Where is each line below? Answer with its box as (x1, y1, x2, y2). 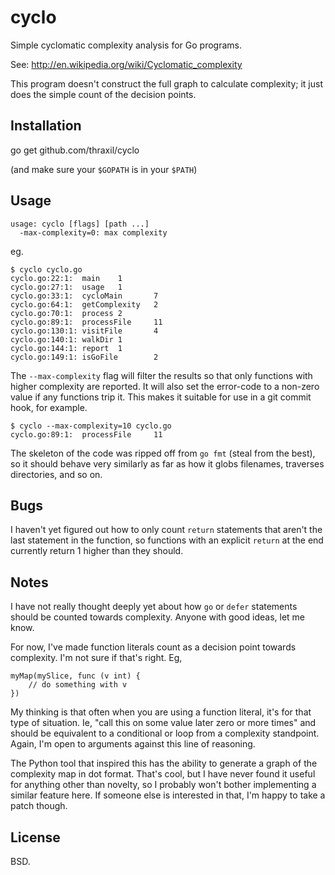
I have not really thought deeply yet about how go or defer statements (10, 601, 298, 613)
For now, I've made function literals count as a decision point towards (10, 641, 297, 653)
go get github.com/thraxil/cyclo (10, 144, 140, 156)
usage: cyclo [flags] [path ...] (10, 219, 150, 229)
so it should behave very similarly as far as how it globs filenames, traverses (10, 457, 325, 470)
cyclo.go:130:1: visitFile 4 (10, 326, 159, 336)
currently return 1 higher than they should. (10, 545, 184, 557)
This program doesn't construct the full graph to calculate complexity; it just (10, 77, 323, 90)
